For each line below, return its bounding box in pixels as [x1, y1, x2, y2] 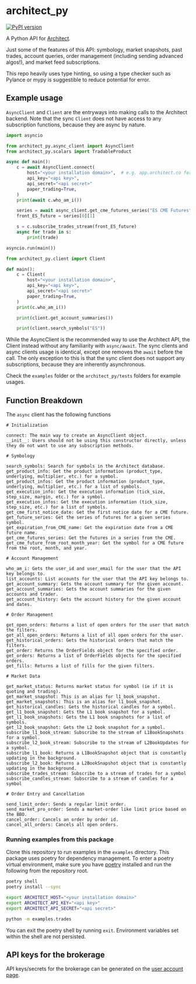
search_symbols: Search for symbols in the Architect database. [6, 464, 166, 469]
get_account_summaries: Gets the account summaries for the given [6, 587, 171, 592]
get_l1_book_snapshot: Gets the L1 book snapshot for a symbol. [6, 709, 166, 715]
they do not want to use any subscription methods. [6, 443, 134, 449]
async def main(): [6, 159, 51, 165]
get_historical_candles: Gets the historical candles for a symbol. [6, 704, 176, 710]
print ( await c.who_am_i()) [16, 197, 82, 203]
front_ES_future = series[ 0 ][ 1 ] [16, 213, 95, 219]
